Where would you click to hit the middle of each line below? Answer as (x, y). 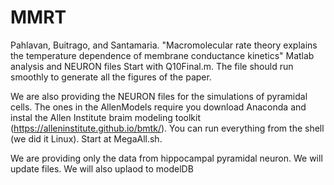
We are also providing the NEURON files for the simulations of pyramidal (159, 96)
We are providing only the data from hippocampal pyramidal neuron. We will (166, 158)
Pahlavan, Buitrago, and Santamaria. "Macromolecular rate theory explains (164, 45)
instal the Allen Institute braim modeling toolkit (105, 117)
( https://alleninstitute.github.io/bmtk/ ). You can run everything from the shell (167, 128)
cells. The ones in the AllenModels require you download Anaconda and (158, 107)
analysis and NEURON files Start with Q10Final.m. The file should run (152, 66)
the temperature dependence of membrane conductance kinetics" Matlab (162, 55)
